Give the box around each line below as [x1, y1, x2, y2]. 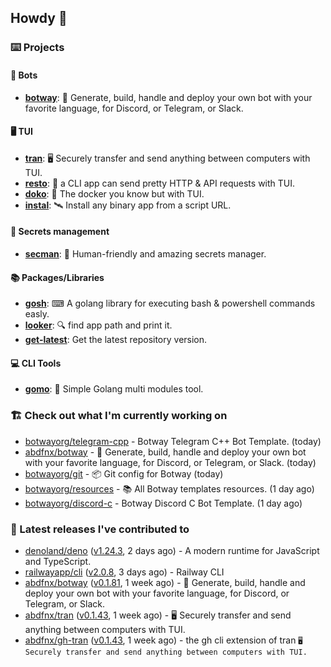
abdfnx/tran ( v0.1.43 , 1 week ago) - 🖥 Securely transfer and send [24, 609, 292, 621]
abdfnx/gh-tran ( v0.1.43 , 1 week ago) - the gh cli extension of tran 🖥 [24, 634, 304, 646]
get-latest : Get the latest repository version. [24, 334, 208, 346]
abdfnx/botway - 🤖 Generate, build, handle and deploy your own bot [24, 446, 307, 458]
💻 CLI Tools [10, 357, 62, 369]
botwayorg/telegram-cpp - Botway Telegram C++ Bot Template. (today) [24, 435, 322, 447]
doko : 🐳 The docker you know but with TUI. [24, 187, 205, 200]
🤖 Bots [10, 69, 38, 81]
